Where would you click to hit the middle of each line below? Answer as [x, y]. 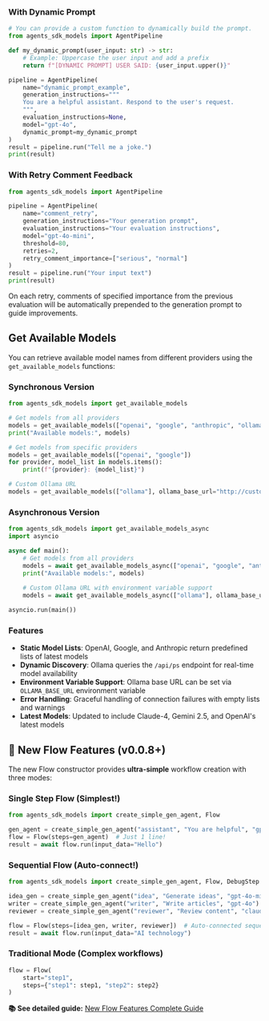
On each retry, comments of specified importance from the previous [121, 296]
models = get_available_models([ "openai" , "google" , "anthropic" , [121, 425]
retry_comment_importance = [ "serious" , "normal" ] [105, 258]
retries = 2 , [41, 251]
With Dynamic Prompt [52, 12]
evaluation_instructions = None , [75, 117]
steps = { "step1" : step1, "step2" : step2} [91, 985]
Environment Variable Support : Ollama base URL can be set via [126, 682]
